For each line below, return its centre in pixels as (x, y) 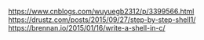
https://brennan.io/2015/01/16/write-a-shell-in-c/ (87, 28)
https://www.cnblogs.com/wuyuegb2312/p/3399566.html (101, 11)
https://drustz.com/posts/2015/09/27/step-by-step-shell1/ (102, 20)
